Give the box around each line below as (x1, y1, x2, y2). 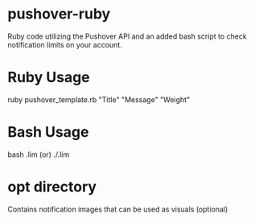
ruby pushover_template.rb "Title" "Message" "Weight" (7, 94, 191, 105)
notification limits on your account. (7, 39, 122, 49)
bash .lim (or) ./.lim (7, 150, 70, 159)
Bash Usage (7, 123, 89, 142)
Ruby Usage (7, 68, 90, 87)
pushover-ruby (7, 5, 111, 23)
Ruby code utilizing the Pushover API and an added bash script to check (7, 31, 247, 41)
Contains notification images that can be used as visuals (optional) (7, 204, 228, 214)
